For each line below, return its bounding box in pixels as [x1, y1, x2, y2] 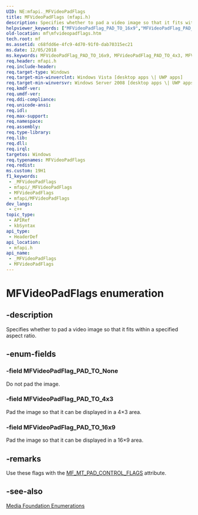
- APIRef [8, 217, 31, 223]
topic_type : [6, 212, 35, 218]
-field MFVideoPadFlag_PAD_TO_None [6, 367, 118, 375]
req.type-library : [6, 129, 51, 136]
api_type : [6, 228, 31, 234]
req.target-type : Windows [6, 69, 70, 75]
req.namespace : [6, 119, 44, 125]
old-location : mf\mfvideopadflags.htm [6, 31, 101, 37]
